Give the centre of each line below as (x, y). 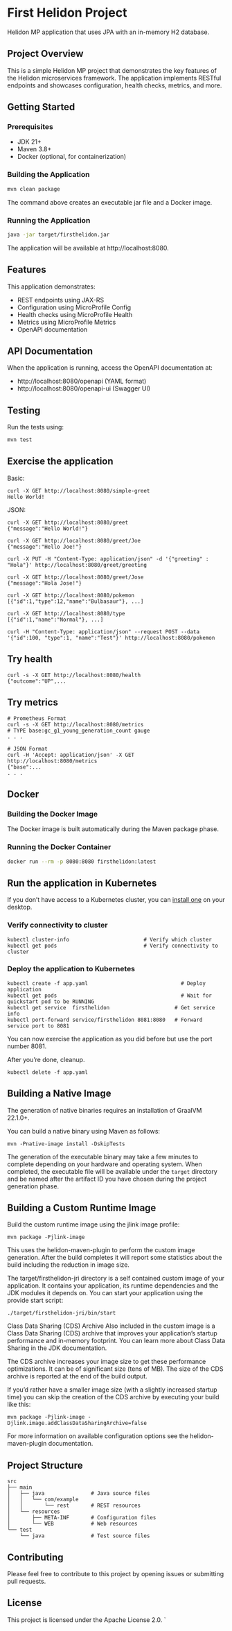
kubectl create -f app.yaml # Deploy (107, 983)
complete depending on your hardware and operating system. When (105, 1164)
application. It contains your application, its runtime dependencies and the (113, 1286)
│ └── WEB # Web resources (72, 1524)
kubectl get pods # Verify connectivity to (113, 946)
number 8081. (27, 1046)
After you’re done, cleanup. (46, 1059)
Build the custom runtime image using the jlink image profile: (93, 1224)
